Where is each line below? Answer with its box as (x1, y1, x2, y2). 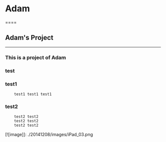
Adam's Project (5, 34, 53, 42)
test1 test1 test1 (14, 92, 52, 97)
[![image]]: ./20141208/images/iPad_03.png (5, 132, 93, 138)
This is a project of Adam (5, 54, 66, 61)
